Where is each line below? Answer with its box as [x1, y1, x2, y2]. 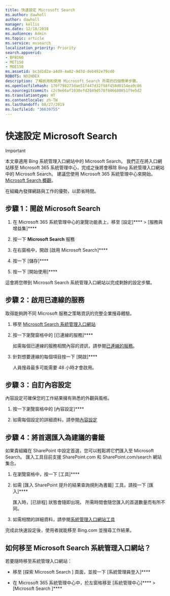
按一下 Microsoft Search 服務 [12, 236, 75, 242]
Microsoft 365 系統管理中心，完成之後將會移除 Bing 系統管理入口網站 [19, 164, 165, 171]
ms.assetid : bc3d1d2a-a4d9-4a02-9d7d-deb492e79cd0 [5, 69, 115, 74]
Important [5, 147, 26, 153]
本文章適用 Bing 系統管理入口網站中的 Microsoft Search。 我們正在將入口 [5, 158, 158, 164]
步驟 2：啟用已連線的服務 [5, 296, 85, 305]
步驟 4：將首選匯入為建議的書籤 [5, 433, 105, 442]
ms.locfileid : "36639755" [5, 107, 60, 112]
